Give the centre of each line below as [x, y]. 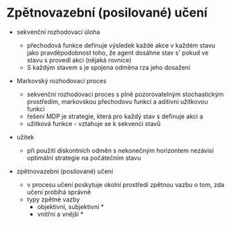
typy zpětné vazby [53, 199]
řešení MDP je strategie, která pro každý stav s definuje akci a [115, 116]
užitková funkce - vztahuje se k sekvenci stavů [93, 123]
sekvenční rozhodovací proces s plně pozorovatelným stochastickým [125, 94]
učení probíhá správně [59, 192]
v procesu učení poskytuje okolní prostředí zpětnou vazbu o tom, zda [126, 184]
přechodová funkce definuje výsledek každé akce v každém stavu [121, 45]
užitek [25, 137]
